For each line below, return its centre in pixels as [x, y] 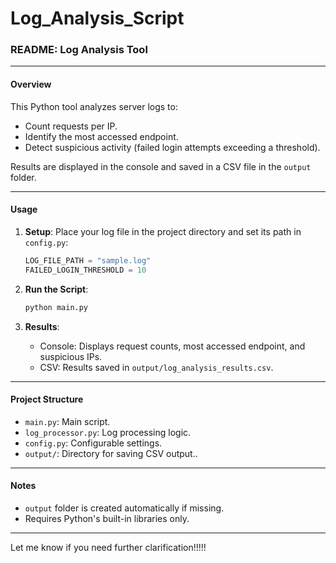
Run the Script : [56, 289]
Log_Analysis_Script [97, 18]
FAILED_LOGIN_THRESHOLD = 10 [85, 270]
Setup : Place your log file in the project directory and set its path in [163, 231]
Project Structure [47, 399]
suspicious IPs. [71, 356]
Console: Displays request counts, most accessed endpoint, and [172, 346]
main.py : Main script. [67, 421]
